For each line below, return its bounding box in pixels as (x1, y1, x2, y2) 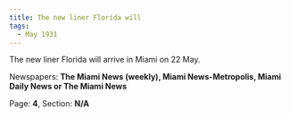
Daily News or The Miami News (9, 81, 128, 92)
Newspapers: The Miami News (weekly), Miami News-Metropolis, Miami (9, 72, 282, 82)
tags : (9, 21, 29, 30)
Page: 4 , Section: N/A (9, 98, 89, 109)
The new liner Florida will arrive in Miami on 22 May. (9, 55, 201, 65)
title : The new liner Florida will (9, 13, 142, 22)
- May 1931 (17, 29, 58, 38)
